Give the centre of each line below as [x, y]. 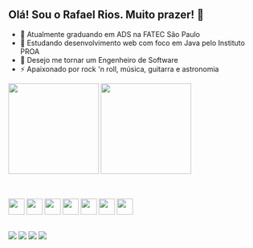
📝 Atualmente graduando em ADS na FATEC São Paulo [110, 34]
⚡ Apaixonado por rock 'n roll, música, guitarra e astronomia [119, 68]
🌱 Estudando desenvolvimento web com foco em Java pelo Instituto [132, 43]
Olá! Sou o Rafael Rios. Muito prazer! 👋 [106, 15]
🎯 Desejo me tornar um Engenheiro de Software [99, 60]
